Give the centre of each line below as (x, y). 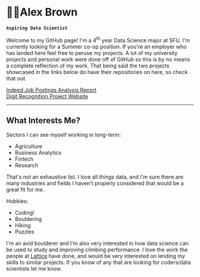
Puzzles (24, 232)
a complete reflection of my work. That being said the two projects (88, 66)
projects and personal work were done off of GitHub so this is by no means (98, 59)
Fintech (24, 159)
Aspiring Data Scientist (37, 28)
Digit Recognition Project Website (47, 96)
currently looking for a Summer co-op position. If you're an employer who (96, 47)
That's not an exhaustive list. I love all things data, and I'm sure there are (95, 177)
